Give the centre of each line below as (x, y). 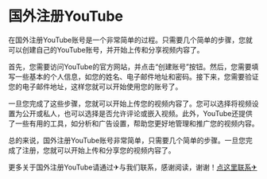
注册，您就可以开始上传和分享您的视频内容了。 (99, 150)
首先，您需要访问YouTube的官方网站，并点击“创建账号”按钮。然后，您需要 (130, 66)
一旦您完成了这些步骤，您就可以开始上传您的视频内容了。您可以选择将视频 (130, 103)
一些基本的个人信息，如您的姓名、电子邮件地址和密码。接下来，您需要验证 (137, 76)
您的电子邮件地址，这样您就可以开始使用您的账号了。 (95, 86)
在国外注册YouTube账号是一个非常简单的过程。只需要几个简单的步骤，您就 (130, 40)
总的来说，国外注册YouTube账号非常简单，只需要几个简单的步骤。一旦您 (127, 140)
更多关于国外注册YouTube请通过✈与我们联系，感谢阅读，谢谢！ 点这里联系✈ (133, 167)
